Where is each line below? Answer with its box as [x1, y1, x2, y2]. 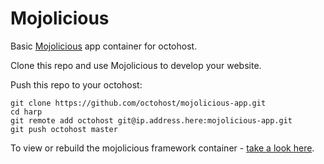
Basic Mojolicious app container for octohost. [10, 40, 198, 52]
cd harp [10, 107, 43, 117]
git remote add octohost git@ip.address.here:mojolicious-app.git [10, 115, 293, 126]
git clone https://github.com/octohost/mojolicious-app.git [10, 98, 267, 108]
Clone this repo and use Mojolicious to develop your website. [10, 59, 262, 71]
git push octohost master [10, 124, 118, 134]
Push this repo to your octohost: [10, 78, 143, 91]
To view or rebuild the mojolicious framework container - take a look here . [10, 142, 315, 154]
